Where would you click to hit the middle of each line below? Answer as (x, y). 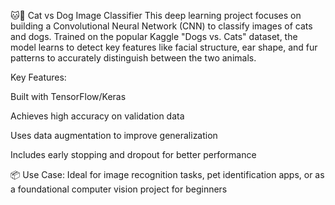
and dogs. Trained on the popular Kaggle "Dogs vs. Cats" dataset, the (154, 36)
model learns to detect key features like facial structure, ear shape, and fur (164, 47)
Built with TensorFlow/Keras (68, 96)
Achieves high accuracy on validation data (97, 116)
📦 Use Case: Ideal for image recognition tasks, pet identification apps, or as (167, 174)
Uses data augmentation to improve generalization (114, 135)
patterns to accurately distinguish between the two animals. (133, 58)
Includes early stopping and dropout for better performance (133, 154)
